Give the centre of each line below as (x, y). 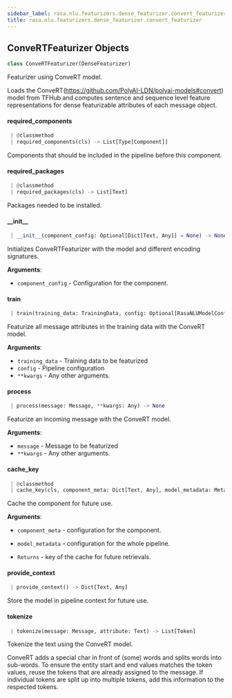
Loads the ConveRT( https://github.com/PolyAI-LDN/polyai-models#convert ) (116, 91)
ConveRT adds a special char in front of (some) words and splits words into (115, 658)
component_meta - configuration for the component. (89, 530)
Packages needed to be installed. (55, 205)
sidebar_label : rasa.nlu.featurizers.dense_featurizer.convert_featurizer (117, 13)
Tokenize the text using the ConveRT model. (70, 644)
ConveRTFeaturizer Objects (68, 48)
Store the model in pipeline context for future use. (78, 601)
